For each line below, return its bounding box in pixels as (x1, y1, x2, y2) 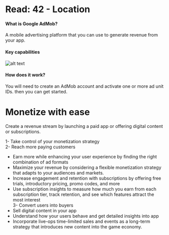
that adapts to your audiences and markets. (12, 170, 104, 176)
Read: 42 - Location (5, 4, 91, 15)
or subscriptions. (5, 128, 41, 135)
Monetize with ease (5, 106, 90, 118)
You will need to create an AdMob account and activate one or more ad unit (5, 83, 164, 89)
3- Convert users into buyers (12, 202, 74, 208)
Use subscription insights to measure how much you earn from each (12, 186, 157, 192)
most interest (12, 196, 41, 203)
